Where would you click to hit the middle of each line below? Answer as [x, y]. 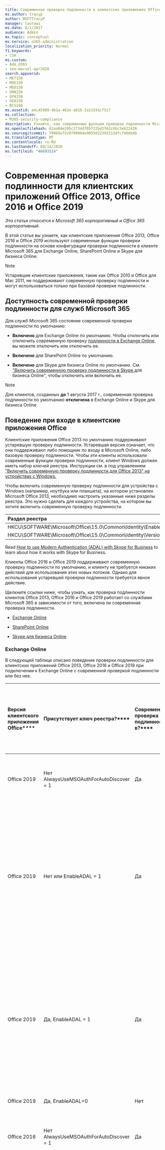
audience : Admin [22, 32]
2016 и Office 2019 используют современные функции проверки [73, 240]
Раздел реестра [27, 519]
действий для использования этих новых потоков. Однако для [71, 573]
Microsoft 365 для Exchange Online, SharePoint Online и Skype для [74, 251]
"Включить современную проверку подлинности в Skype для [77, 370]
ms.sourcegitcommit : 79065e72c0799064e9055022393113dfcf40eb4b [71, 133]
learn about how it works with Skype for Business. [56, 552]
